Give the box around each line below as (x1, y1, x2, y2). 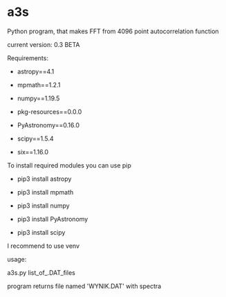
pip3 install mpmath (17, 188, 74, 196)
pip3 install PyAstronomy (17, 215, 88, 223)
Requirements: (7, 53, 48, 62)
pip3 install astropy (17, 174, 72, 183)
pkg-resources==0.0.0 (17, 107, 82, 116)
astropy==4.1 (17, 67, 55, 75)
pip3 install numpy (17, 201, 70, 210)
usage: (7, 255, 27, 263)
